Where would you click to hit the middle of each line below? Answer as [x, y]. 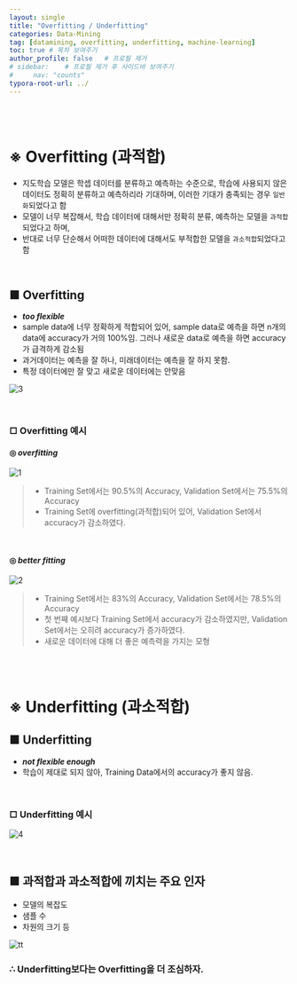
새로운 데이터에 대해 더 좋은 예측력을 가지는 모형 [127, 641]
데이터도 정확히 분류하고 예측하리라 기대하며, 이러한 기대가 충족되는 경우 [146, 194]
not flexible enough [59, 761]
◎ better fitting [38, 561]
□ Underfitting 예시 [51, 815]
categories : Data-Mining [55, 34]
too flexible [43, 317]
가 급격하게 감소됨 [53, 349]
